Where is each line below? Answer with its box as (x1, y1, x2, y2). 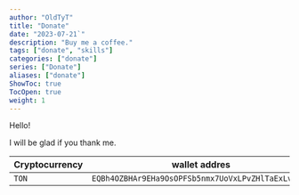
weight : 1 (9, 95, 46, 105)
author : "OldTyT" (9, 12, 74, 22)
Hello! (9, 120, 31, 131)
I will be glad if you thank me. (9, 137, 117, 148)
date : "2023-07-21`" (9, 29, 86, 38)
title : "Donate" (9, 21, 69, 30)
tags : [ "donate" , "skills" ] (9, 46, 114, 55)
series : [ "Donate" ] (9, 63, 82, 72)
